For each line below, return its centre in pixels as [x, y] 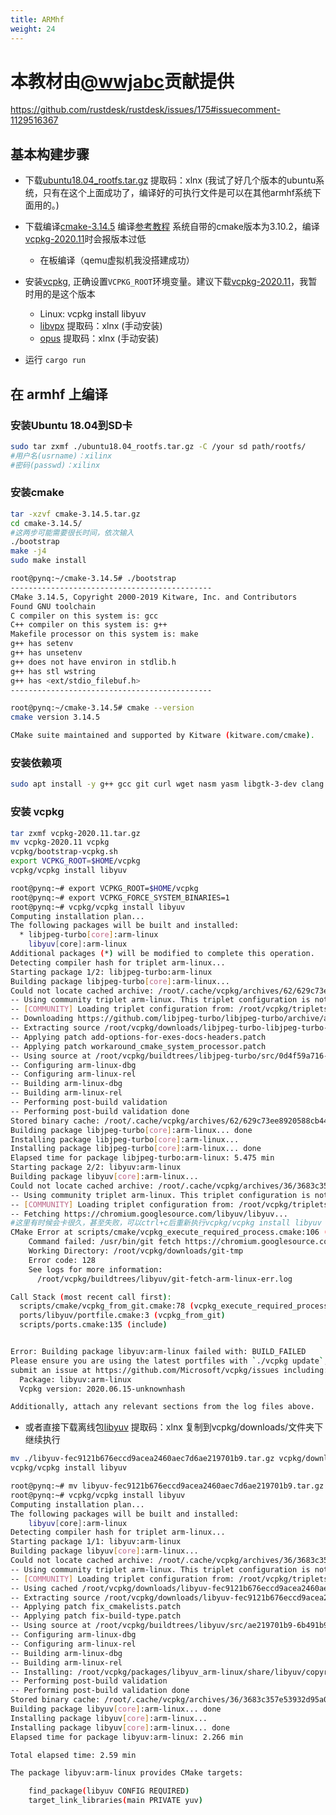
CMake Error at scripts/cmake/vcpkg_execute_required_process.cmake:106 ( [169, 1232]
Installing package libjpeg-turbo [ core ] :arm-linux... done [136, 1149]
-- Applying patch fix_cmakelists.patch [96, 1607]
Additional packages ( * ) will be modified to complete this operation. [162, 954]
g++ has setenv [42, 644]
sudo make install [48, 561]
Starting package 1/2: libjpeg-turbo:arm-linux [111, 972]
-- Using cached [44, 1588]
